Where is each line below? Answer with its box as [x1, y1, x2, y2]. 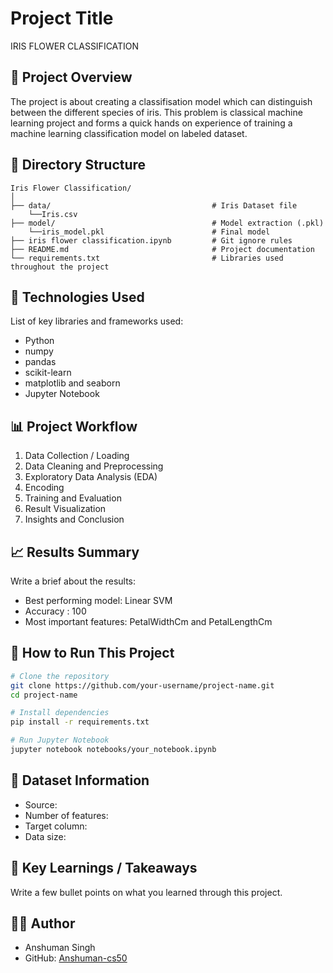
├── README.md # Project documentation [10, 244, 315, 254]
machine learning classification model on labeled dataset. [10, 127, 248, 139]
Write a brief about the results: [10, 575, 137, 587]
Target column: [24, 820, 88, 832]
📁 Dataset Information [10, 772, 150, 789]
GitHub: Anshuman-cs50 [24, 952, 128, 964]
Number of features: [24, 809, 109, 821]
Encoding [24, 482, 65, 494]
